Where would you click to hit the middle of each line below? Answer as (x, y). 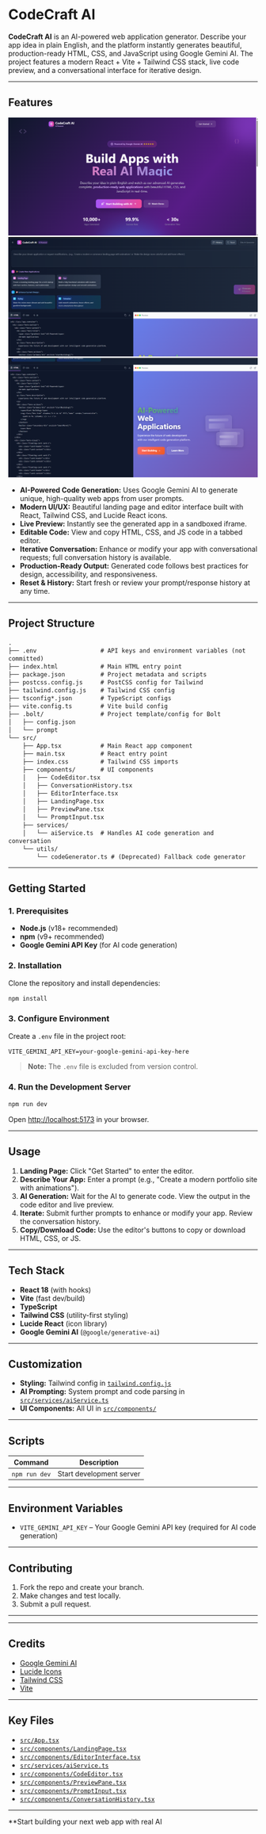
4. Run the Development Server (70, 1086)
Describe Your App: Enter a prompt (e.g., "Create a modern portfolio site (139, 1179)
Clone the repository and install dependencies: (84, 983)
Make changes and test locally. (70, 1596)
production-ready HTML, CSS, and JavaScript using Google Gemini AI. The (131, 53)
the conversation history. (60, 1221)
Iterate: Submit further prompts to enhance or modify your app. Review (136, 1213)
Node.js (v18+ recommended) (69, 928)
